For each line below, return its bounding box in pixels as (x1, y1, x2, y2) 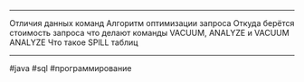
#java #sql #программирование (9, 63, 132, 73)
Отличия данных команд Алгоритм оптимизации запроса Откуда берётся (9, 18, 295, 28)
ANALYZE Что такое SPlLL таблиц (9, 37, 138, 48)
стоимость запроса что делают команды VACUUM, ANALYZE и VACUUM (9, 28, 290, 38)
